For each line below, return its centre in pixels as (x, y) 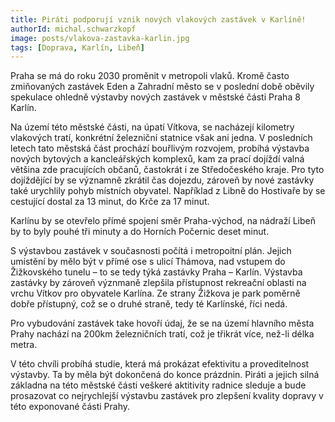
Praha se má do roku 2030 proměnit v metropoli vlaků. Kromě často (150, 76)
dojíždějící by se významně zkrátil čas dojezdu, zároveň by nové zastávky (162, 180)
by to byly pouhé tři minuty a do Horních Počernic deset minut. (140, 232)
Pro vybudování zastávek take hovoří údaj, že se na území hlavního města (162, 323)
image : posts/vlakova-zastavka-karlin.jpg (100, 38)
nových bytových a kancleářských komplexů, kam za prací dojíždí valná (157, 159)
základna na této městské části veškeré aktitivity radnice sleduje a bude (158, 385)
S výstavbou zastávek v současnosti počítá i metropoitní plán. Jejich (151, 251)
